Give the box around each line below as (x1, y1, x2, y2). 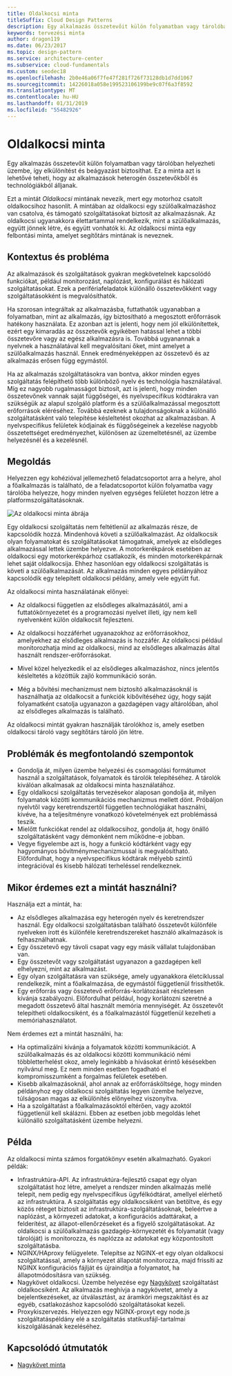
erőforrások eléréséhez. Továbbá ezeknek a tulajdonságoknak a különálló (7, 406, 217, 414)
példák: (7, 1162, 29, 1170)
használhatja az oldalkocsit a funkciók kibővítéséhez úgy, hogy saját (17, 692, 212, 701)
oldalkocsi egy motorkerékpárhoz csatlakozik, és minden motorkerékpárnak (7, 552, 223, 560)
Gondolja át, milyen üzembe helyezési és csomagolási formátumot (17, 766, 206, 774)
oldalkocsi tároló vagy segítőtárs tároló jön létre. (7, 728, 144, 736)
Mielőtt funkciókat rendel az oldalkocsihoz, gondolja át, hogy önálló (17, 825, 209, 833)
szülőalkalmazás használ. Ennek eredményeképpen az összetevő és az (7, 349, 211, 357)
